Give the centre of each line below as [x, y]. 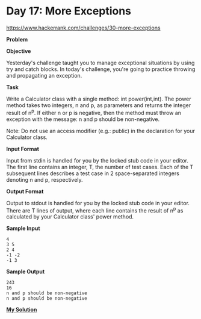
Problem [17, 39]
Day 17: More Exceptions [69, 11]
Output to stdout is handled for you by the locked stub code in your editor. [98, 203]
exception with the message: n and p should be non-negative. [83, 119]
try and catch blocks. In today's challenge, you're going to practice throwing [101, 69]
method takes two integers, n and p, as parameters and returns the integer [99, 105]
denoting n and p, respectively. [45, 179]
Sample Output [26, 271]
